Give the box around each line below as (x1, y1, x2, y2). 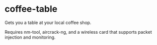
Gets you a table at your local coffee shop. (4, 20, 91, 25)
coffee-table (4, 3, 58, 15)
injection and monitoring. (4, 34, 56, 40)
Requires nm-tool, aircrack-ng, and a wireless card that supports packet (4, 29, 152, 35)
